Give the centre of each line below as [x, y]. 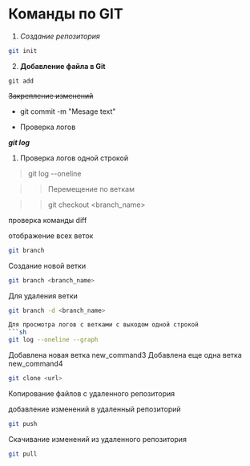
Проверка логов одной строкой [74, 158]
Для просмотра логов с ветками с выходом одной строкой [103, 325]
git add [21, 81]
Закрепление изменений [51, 95]
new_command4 [36, 364]
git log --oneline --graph [53, 340]
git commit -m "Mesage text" [68, 111]
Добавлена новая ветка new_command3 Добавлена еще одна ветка [125, 355]
